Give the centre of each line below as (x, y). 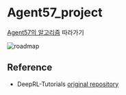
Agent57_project (55, 13)
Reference (30, 67)
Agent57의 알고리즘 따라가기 (46, 32)
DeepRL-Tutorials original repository (68, 84)
